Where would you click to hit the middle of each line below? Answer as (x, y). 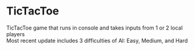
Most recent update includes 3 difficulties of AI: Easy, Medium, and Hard (97, 40)
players (16, 34)
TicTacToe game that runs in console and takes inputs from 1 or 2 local (95, 28)
